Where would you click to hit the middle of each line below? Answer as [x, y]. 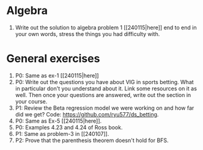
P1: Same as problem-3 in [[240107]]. [62, 134]
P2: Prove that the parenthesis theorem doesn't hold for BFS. [92, 140]
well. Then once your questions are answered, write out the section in [103, 95]
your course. [31, 101]
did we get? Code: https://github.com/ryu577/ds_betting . [87, 114]
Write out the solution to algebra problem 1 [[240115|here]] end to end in [106, 27]
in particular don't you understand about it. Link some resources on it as [106, 88]
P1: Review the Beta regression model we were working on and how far [105, 108]
